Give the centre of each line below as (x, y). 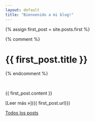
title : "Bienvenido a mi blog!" (39, 15)
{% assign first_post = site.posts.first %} (48, 29)
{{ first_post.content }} (29, 93)
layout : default (22, 10)
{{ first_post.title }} (46, 59)
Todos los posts (22, 113)
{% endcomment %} (27, 74)
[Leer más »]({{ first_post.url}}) (38, 103)
